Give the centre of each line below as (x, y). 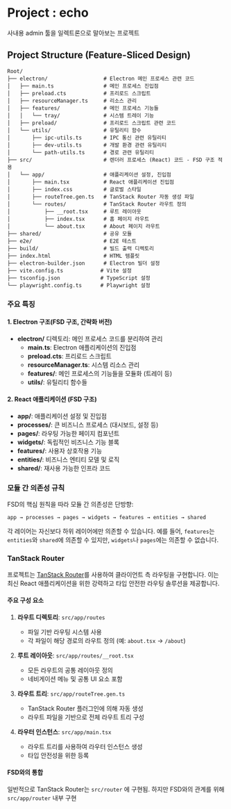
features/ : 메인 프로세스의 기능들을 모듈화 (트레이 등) (100, 373)
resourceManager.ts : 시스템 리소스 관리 (84, 365)
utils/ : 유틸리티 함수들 (58, 382)
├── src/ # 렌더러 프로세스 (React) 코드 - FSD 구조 (111, 160)
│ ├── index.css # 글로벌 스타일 (75, 189)
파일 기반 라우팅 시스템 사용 (65, 632)
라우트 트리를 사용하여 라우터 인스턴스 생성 (85, 746)
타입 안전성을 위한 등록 (58, 755)
